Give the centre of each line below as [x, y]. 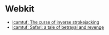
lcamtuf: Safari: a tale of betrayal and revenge [58, 27]
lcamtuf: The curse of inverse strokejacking [56, 22]
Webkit [20, 9]
